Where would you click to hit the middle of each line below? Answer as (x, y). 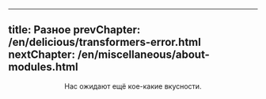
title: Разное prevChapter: (74, 30)
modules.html (43, 67)
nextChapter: (42, 55)
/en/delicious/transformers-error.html (105, 42)
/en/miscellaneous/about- (143, 55)
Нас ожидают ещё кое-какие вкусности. (133, 86)
